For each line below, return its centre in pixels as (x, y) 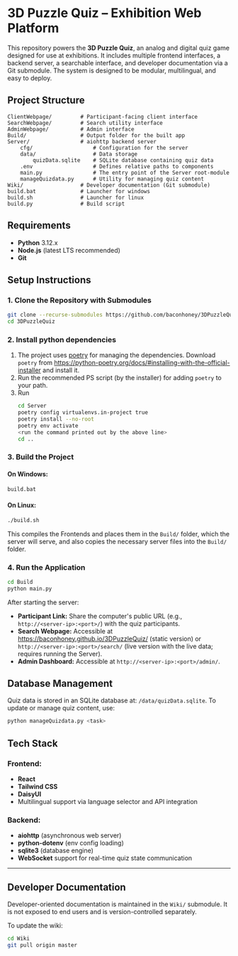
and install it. (61, 370)
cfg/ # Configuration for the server (104, 148)
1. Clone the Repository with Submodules (80, 300)
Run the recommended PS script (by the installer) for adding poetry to (119, 378)
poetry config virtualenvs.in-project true (83, 413)
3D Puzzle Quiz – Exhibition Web (104, 13)
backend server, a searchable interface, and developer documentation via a (118, 63)
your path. (33, 386)
